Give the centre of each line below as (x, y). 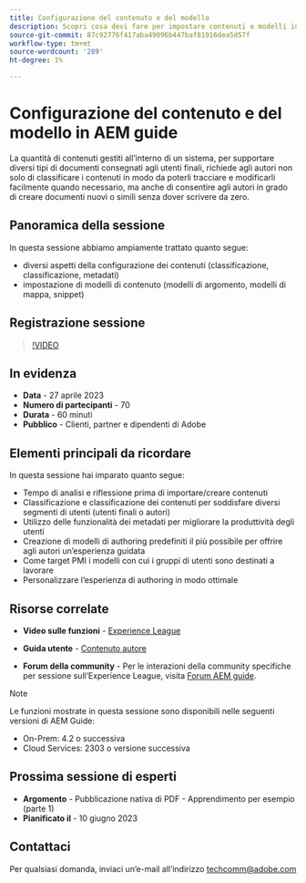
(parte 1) (38, 808)
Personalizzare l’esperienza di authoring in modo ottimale (130, 580)
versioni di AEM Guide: (52, 721)
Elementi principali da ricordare (100, 453)
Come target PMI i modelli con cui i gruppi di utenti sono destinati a (148, 561)
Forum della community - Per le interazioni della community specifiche (157, 666)
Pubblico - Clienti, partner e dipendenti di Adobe (114, 424)
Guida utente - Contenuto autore (85, 648)
